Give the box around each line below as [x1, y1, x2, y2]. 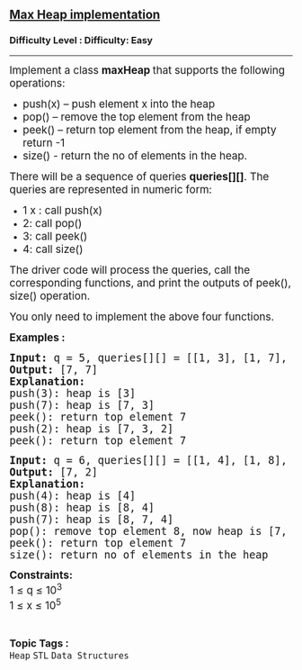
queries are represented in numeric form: [9, 182, 213, 196]
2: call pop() [22, 216, 83, 231]
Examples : [9, 330, 66, 345]
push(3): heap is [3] [9, 386, 137, 400]
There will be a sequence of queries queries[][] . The [9, 169, 270, 184]
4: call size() [22, 242, 84, 256]
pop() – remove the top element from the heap [22, 110, 251, 124]
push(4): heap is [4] [9, 489, 137, 502]
